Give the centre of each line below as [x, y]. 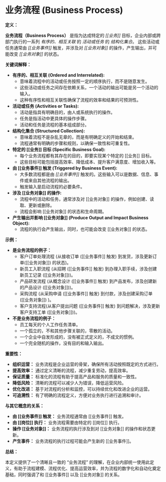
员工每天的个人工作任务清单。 [50, 324]
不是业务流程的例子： [34, 318]
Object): [21, 223]
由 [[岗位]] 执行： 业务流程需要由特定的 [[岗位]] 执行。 [67, 422]
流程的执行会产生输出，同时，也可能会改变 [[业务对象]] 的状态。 [84, 229]
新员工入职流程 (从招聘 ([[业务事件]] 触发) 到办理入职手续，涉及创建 [88, 269]
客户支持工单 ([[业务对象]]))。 [50, 312]
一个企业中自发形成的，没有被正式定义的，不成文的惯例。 [78, 337]
